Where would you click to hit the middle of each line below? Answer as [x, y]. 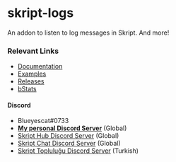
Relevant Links [33, 51]
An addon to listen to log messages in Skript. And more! [88, 33]
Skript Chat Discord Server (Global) [69, 144]
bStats [27, 89]
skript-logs [41, 13]
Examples [32, 74]
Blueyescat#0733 [43, 121]
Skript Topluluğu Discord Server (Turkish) [78, 151]
